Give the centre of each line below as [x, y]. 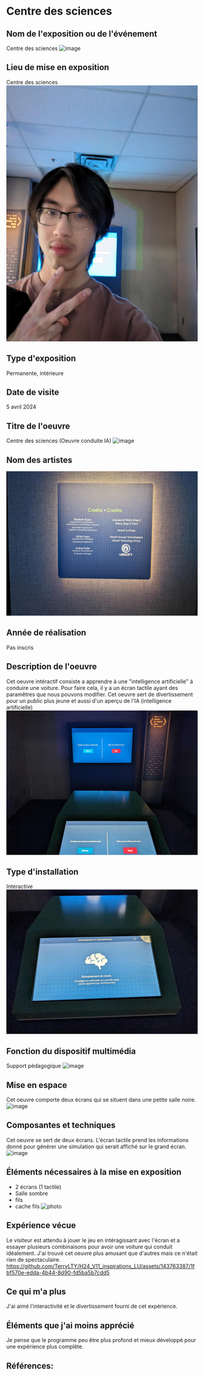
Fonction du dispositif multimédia [71, 1051]
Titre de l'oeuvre [38, 426]
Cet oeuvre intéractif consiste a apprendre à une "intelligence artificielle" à [100, 681]
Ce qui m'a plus [36, 1291]
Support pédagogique [34, 1066]
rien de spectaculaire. [33, 1259]
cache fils [27, 1206]
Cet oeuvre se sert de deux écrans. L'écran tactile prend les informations [97, 1140]
